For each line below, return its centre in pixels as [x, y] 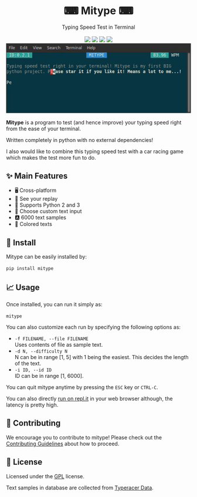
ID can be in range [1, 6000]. [49, 376]
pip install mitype [30, 269]
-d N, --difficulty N [41, 351]
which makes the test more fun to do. [51, 157]
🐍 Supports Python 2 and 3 [47, 205]
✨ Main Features [37, 176]
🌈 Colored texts [33, 224]
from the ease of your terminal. [43, 129]
